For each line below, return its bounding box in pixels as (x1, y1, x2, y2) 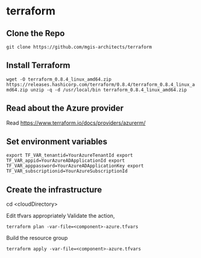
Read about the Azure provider (6, 103, 124, 114)
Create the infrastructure (6, 185, 102, 195)
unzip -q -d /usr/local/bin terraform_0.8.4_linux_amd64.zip (30, 87, 187, 93)
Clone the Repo (6, 28, 65, 38)
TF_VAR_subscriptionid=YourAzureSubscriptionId (6, 168, 128, 174)
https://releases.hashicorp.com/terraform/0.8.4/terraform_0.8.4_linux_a (6, 81, 196, 88)
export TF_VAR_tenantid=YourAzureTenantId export (6, 152, 134, 159)
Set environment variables (6, 137, 108, 147)
